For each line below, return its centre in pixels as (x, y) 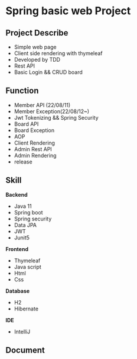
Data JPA (25, 225)
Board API (26, 124)
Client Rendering (35, 143)
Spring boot (28, 212)
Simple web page (35, 47)
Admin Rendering (35, 155)
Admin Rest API (33, 149)
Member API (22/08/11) (42, 105)
